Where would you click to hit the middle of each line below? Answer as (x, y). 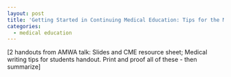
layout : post (26, 13)
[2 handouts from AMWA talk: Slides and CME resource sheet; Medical (107, 52)
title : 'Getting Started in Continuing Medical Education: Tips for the (113, 20)
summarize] (24, 67)
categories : (24, 26)
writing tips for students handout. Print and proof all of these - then (102, 60)
